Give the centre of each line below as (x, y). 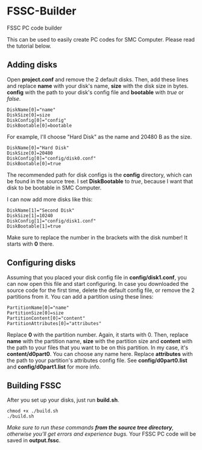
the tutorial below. (29, 46)
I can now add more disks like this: (50, 199)
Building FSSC (34, 385)
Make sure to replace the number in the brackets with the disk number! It (97, 237)
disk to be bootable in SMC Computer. (54, 188)
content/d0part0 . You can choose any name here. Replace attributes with (100, 353)
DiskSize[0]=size (29, 115)
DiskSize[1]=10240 (30, 215)
